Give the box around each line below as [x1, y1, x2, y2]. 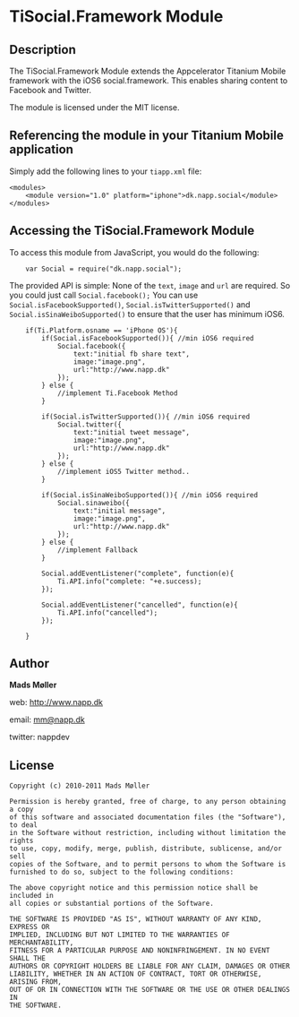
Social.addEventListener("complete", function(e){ [41, 569, 235, 578]
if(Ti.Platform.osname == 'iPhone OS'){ [25, 325, 178, 335]
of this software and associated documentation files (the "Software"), [9, 813, 286, 822]
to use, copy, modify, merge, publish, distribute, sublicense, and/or [9, 844, 282, 853]
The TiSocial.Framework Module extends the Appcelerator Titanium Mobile [9, 65, 286, 76]
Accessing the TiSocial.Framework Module [9, 223, 255, 238]
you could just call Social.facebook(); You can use [9, 289, 199, 300]
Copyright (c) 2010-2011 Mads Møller [9, 781, 150, 790]
